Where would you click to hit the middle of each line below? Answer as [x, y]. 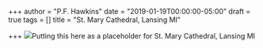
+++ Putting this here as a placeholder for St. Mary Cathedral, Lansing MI [132, 36]
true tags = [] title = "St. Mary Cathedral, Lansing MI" [94, 20]
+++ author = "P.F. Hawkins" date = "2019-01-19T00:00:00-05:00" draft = [130, 11]
